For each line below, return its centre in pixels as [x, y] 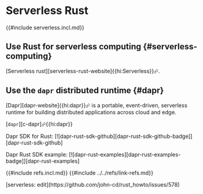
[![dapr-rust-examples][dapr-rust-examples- [125, 154]
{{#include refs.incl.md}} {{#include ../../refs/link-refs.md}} [79, 173]
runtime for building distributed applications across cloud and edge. [91, 112]
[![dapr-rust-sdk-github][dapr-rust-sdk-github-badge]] [124, 136]
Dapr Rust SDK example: [37, 154]
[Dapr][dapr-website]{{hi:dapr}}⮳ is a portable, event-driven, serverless [97, 105]
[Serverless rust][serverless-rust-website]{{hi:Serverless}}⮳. [83, 71]
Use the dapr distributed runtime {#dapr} [85, 91]
